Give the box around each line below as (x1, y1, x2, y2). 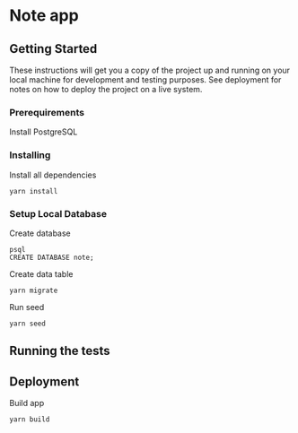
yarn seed (9, 319, 47, 328)
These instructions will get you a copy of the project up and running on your (9, 65, 290, 75)
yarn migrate (9, 286, 58, 295)
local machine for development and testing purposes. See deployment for (9, 74, 282, 85)
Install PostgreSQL (9, 126, 78, 137)
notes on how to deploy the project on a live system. (9, 84, 203, 94)
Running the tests (9, 343, 110, 359)
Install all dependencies (9, 169, 97, 180)
